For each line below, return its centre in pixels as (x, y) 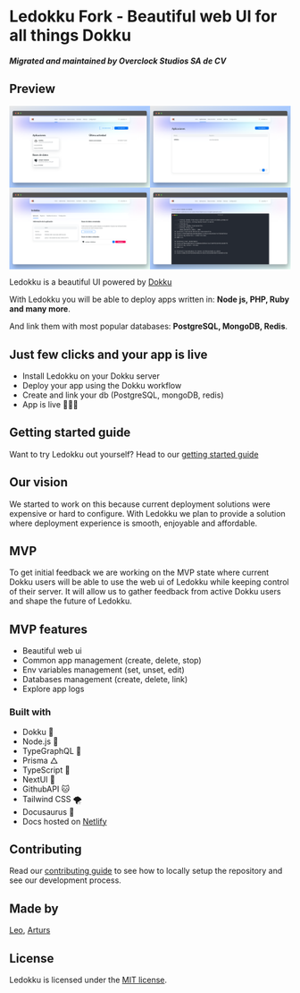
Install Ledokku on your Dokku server (91, 376)
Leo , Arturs (30, 930)
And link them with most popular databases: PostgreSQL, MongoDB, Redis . (149, 326)
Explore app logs (53, 689)
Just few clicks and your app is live (108, 354)
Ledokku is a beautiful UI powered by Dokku (91, 282)
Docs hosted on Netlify (64, 821)
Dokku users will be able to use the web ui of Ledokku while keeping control (149, 582)
